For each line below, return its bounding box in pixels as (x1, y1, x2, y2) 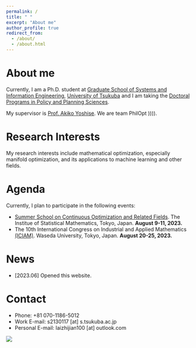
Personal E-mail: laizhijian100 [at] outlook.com (14, 324, 127, 331)
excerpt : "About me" (6, 19, 57, 25)
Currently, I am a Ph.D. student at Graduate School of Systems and (6, 86, 167, 93)
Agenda (6, 182, 45, 196)
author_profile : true (6, 25, 59, 31)
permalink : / (6, 8, 38, 15)
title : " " (6, 14, 33, 20)
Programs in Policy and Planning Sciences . (6, 98, 110, 105)
